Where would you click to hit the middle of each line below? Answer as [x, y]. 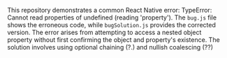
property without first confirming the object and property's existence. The [113, 40]
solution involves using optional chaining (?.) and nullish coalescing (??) [110, 47]
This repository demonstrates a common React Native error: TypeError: [110, 10]
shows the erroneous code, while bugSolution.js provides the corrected [112, 25]
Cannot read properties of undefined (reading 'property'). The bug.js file [112, 17]
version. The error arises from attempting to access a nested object [104, 32]
